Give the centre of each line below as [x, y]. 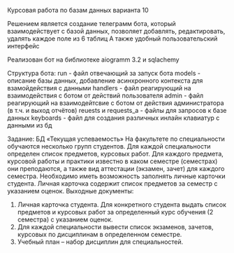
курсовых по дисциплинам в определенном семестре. [100, 234]
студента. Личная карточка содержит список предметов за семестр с [112, 184]
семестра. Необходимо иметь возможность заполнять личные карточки [116, 176]
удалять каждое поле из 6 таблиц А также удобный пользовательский [112, 39]
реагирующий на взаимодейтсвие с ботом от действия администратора [116, 103]
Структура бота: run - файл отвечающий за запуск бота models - [104, 73]
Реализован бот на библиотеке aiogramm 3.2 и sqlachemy [93, 60]
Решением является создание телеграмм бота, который [92, 23]
